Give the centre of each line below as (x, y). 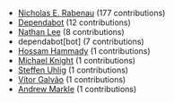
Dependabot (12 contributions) (74, 22)
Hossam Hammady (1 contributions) (84, 51)
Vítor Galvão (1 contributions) (72, 79)
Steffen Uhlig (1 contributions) (73, 70)
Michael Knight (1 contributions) (77, 60)
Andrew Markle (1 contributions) (77, 89)
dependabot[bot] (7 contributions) (81, 41)
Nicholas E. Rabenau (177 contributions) (91, 13)
